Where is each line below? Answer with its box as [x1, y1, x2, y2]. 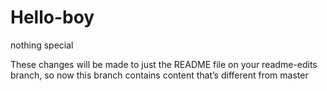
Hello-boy [10, 6, 95, 29]
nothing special [10, 39, 74, 51]
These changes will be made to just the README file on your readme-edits [10, 58, 318, 70]
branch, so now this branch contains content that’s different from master [10, 69, 309, 81]
